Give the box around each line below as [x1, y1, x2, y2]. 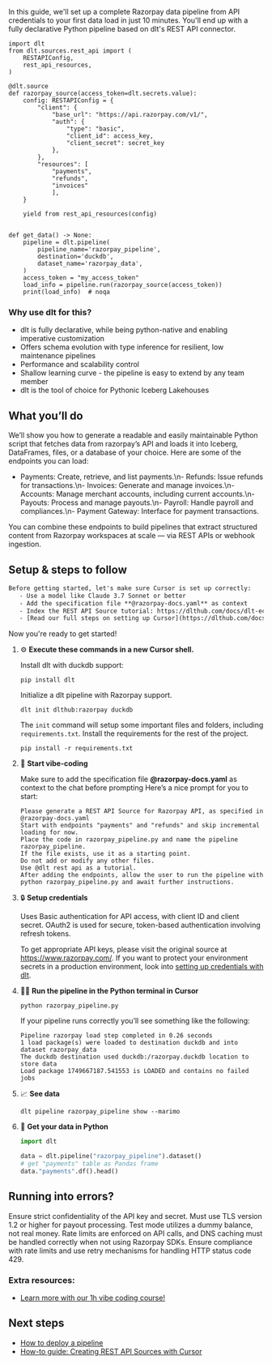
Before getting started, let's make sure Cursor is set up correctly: [8, 584, 252, 592]
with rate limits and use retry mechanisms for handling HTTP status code [8, 1246, 252, 1255]
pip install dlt [19, 676, 75, 684]
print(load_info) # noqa [23, 288, 111, 296]
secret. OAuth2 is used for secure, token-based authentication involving [19, 920, 261, 930]
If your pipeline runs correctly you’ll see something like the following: [19, 1016, 250, 1026]
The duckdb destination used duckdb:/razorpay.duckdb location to [19, 1053, 249, 1061]
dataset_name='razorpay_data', [37, 259, 143, 267]
